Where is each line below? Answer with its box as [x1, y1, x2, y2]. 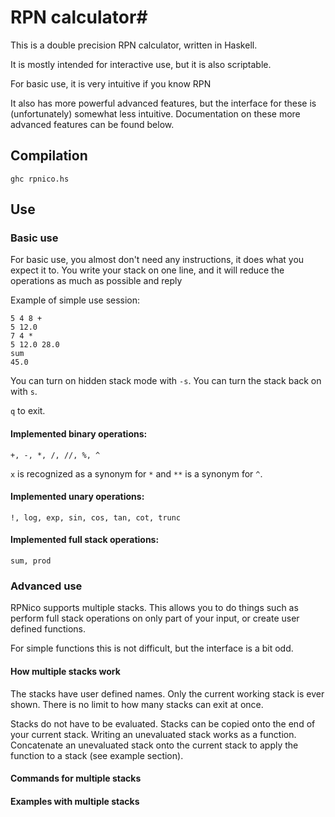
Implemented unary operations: [10, 491, 145, 503]
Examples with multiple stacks [10, 795, 140, 807]
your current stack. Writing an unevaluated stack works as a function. [10, 728, 297, 740]
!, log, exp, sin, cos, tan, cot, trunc [10, 512, 182, 523]
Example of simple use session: [10, 294, 141, 306]
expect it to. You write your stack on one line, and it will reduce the [10, 264, 285, 276]
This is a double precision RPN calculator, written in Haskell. [10, 39, 258, 51]
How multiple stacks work [10, 665, 121, 677]
